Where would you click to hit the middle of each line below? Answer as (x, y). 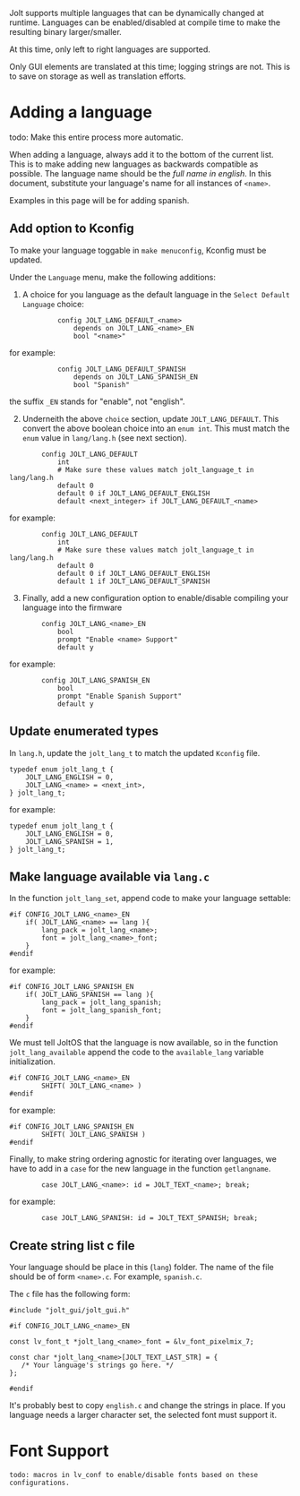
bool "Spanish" (101, 384)
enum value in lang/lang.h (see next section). (104, 437)
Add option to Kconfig (72, 229)
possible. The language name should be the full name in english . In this (140, 173)
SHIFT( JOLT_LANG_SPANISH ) (94, 1135)
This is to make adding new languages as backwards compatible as (134, 164)
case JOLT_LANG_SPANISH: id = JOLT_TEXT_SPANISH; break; (150, 1218)
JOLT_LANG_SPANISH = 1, (70, 841)
